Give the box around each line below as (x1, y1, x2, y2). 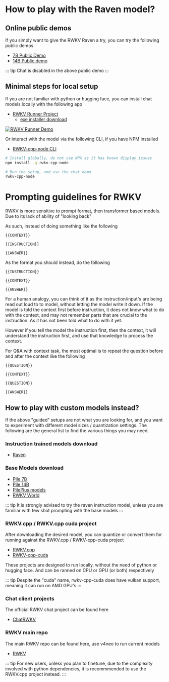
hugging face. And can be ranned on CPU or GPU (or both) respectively (5, 567, 154, 573)
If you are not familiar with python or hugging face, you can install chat (5, 95, 152, 102)
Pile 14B (12, 481, 29, 487)
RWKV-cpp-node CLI (12, 145, 57, 151)
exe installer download (20, 116, 67, 122)
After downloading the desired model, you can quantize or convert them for (5, 531, 162, 538)
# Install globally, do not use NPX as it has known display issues (5, 156, 152, 161)
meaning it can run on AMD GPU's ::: (5, 582, 82, 588)
